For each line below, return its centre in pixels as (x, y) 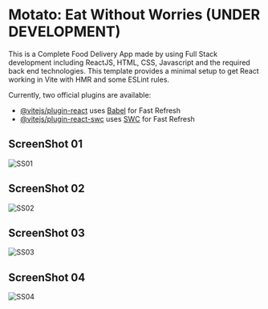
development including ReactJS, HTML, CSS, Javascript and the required (129, 62)
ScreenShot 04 (47, 277)
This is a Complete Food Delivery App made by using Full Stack (113, 54)
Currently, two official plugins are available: (80, 94)
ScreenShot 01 (45, 144)
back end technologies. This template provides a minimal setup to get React (134, 70)
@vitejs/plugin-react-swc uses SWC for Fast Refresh (107, 118)
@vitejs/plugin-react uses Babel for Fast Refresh (100, 110)
